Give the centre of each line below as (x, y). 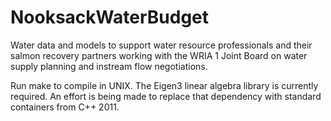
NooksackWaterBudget (110, 17)
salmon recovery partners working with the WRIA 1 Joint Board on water (159, 55)
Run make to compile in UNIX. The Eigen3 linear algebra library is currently (164, 85)
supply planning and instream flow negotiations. (109, 66)
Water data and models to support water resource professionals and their (161, 45)
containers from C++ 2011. (65, 107)
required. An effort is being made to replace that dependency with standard (166, 96)
